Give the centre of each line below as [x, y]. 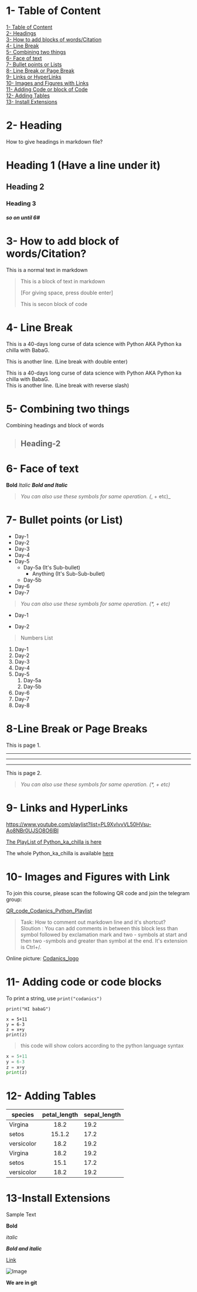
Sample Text [21, 1215]
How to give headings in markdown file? [55, 141]
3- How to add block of [62, 241]
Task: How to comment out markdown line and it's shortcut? [93, 922]
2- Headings [21, 33]
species [23, 1115]
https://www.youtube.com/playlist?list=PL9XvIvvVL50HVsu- [79, 824]
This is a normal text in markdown [47, 270]
